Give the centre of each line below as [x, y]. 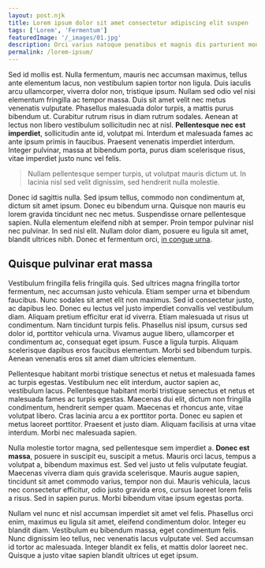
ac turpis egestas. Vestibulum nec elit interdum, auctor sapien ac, [114, 382]
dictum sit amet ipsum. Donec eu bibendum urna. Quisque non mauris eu [127, 206]
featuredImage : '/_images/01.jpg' [65, 37]
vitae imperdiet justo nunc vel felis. [65, 158]
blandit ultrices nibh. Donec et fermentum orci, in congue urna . [110, 239]
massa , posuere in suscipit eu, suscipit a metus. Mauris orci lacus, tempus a [132, 456]
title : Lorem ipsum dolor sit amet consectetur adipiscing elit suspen [128, 23]
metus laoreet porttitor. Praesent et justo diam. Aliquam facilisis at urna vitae [132, 424]
